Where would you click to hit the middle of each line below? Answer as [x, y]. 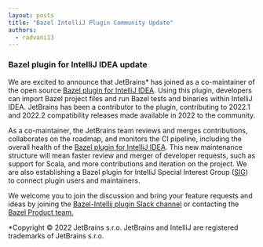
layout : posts [31, 15]
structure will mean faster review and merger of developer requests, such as [132, 155]
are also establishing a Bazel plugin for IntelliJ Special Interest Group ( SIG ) [128, 172]
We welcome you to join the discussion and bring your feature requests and [130, 195]
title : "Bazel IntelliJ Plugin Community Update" [91, 23]
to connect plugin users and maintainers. [74, 180]
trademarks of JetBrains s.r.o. [56, 235]
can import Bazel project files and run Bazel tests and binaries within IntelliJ [130, 98]
